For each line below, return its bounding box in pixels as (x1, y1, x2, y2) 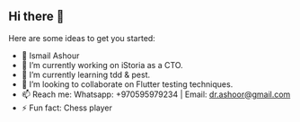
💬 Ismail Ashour (21, 50, 80, 61)
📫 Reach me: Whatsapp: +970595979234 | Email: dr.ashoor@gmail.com (21, 89, 291, 100)
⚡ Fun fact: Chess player (21, 102, 113, 113)
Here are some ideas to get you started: (8, 32, 156, 43)
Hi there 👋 (8, 9, 65, 24)
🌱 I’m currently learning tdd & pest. (21, 69, 151, 80)
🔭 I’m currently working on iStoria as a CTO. (21, 59, 183, 70)
